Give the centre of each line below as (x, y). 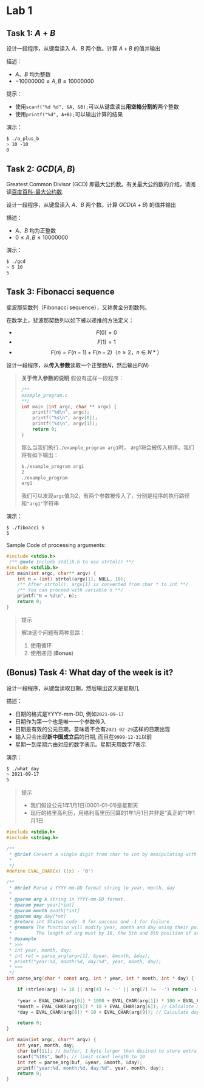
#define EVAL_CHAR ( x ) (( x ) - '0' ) (50, 871)
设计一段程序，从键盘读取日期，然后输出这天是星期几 (73, 688)
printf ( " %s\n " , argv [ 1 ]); (65, 424)
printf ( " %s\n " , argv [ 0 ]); (65, 418)
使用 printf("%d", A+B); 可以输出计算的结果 (69, 114)
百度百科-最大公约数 (37, 192)
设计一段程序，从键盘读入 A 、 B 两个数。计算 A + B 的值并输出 (83, 48)
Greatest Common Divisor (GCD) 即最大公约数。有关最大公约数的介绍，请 (98, 184)
